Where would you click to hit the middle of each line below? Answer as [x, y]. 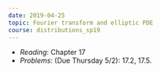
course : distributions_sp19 [54, 30]
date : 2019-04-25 [37, 15]
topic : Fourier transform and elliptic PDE [81, 23]
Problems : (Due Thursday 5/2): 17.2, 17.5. [86, 60]
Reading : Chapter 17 [52, 53]
